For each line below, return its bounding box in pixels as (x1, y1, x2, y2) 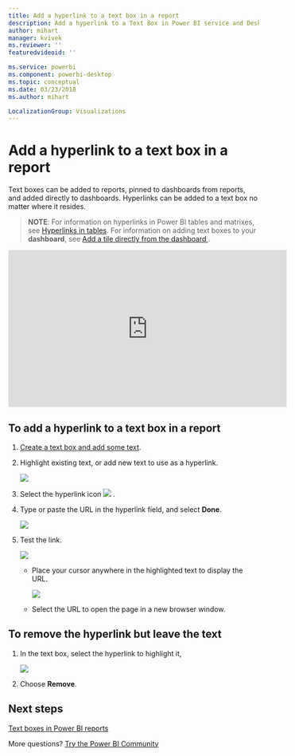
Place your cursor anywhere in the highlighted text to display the (31, 565, 243, 575)
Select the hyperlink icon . (19, 490, 115, 498)
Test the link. (19, 535, 62, 545)
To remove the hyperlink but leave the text (8, 628, 222, 641)
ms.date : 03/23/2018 (8, 85, 77, 93)
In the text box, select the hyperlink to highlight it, (19, 648, 182, 658)
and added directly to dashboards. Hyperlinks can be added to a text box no (8, 193, 258, 203)
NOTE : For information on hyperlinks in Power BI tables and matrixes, (27, 217, 254, 227)
